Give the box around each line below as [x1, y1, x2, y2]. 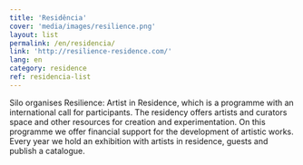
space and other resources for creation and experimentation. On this [9, 116, 266, 127]
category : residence [9, 64, 88, 73]
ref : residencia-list [9, 73, 92, 82]
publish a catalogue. [9, 145, 85, 156]
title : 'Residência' [9, 13, 88, 23]
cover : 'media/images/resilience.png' [9, 22, 156, 31]
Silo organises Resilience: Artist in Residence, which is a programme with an [9, 97, 295, 108]
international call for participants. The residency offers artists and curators [9, 106, 288, 118]
